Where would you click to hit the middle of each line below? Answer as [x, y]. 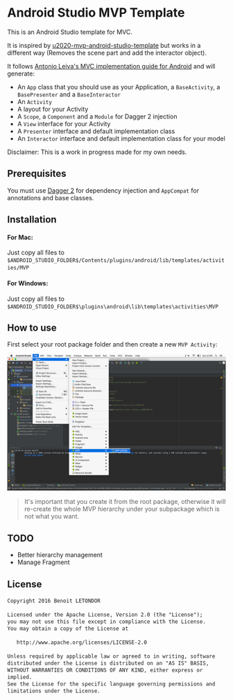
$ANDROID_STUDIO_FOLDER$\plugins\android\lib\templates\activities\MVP [113, 306]
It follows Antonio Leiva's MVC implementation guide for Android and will [111, 66]
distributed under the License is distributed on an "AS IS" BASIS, [108, 663]
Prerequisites [37, 174]
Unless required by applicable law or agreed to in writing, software [111, 656]
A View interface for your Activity [64, 123]
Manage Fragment [43, 562]
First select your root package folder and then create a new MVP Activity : [112, 344]
